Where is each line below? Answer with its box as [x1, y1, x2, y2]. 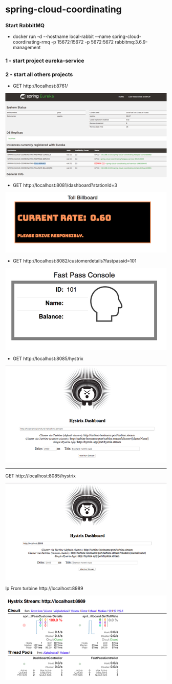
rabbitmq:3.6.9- [115, 39, 148, 45]
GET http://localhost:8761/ [12, 83, 68, 89]
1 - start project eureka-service [5, 57, 84, 65]
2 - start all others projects [5, 71, 73, 78]
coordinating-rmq [12, 39, 50, 45]
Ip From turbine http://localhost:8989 [5, 585, 83, 591]
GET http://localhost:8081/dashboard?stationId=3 [12, 182, 118, 188]
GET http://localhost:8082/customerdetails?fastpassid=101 [12, 258, 137, 264]
